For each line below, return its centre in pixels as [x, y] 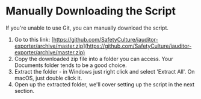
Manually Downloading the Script [91, 11]
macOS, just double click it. [48, 78]
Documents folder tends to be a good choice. [70, 65]
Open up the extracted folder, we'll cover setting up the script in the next [104, 84]
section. [24, 91]
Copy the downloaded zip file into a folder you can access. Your [94, 59]
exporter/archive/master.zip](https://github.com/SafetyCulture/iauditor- [103, 46]
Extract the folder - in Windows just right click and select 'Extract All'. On [104, 71]
